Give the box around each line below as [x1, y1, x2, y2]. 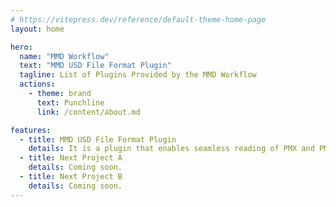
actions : [19, 79, 56, 90]
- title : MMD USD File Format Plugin [19, 134, 177, 145]
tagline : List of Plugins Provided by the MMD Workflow [19, 70, 257, 80]
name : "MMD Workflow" [19, 51, 110, 61]
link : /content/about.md [36, 107, 141, 117]
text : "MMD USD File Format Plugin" [19, 61, 172, 71]
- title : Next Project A [19, 153, 123, 163]
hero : [10, 42, 33, 52]
